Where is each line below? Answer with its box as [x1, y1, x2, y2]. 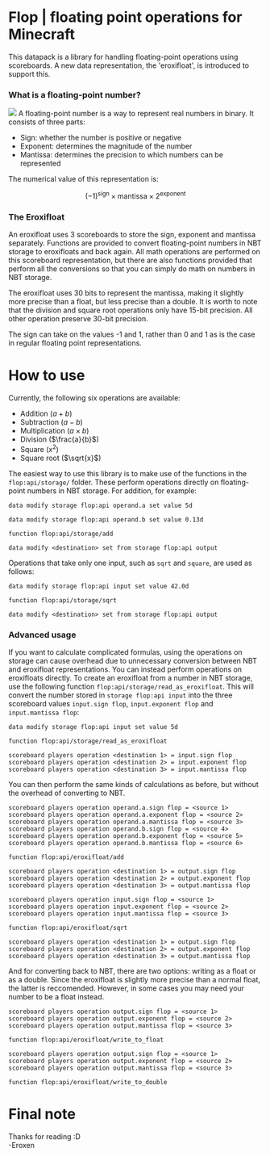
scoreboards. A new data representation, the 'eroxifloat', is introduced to [8, 61, 250, 70]
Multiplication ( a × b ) [19, 426, 89, 436]
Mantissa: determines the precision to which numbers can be [19, 150, 224, 160]
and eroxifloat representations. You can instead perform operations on [8, 664, 243, 674]
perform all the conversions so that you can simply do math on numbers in [8, 264, 255, 274]
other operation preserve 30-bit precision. [8, 314, 149, 324]
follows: [8, 566, 35, 576]
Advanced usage [8, 629, 77, 640]
